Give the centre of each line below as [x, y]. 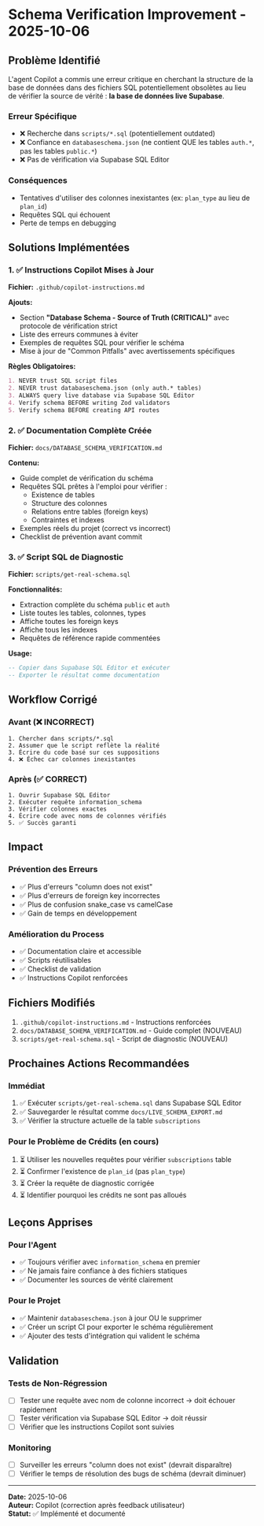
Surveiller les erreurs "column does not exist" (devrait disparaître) [126, 1465]
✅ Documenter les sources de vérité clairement [96, 1280]
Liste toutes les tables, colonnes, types [83, 613]
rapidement [38, 1409]
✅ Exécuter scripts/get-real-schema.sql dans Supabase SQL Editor [130, 1103]
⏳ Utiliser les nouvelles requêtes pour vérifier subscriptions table [125, 1159]
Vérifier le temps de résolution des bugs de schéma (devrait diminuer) [133, 1473]
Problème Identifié [54, 60]
